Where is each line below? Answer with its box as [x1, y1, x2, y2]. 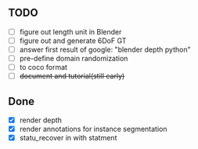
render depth [19, 115, 63, 125]
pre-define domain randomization [19, 54, 128, 63]
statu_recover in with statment [19, 133, 117, 143]
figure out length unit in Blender [19, 27, 122, 36]
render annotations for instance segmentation [19, 125, 167, 134]
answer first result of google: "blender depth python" [19, 45, 191, 54]
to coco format [19, 63, 68, 72]
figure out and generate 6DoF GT [19, 35, 127, 45]
